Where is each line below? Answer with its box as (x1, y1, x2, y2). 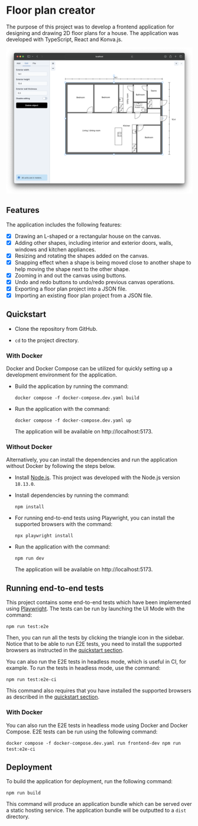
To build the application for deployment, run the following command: (6, 778, 173, 785)
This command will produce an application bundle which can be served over (6, 801, 192, 808)
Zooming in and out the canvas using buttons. (14, 272, 127, 279)
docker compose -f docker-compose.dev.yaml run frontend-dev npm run (6, 740, 181, 746)
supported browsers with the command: (14, 521, 113, 528)
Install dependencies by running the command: (14, 492, 130, 499)
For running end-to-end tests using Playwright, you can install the (14, 514, 175, 522)
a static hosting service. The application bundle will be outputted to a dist (6, 807, 187, 814)
